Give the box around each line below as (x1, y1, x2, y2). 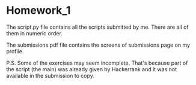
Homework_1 (6, 4, 71, 17)
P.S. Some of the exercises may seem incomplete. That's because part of (6, 59, 188, 66)
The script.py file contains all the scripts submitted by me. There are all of (6, 23, 189, 31)
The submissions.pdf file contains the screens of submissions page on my (6, 41, 191, 48)
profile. (6, 47, 24, 54)
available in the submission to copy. (6, 72, 95, 79)
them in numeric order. (6, 29, 63, 37)
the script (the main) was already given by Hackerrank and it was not (6, 65, 177, 72)
